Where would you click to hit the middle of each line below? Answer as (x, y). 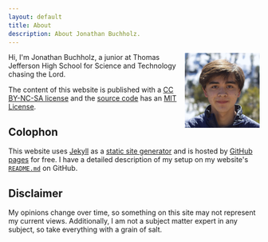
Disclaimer (35, 193)
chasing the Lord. (37, 74)
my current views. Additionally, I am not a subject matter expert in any (123, 221)
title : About (30, 25)
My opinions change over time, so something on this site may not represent (132, 212)
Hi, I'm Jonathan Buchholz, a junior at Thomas (84, 58)
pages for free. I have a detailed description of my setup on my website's (128, 160)
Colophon (33, 132)
